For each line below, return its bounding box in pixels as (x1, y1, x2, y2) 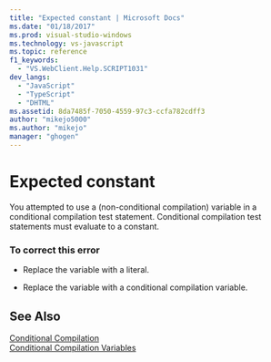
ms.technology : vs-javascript (9, 38, 125, 48)
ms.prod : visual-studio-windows (9, 30, 132, 39)
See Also (9, 308, 61, 324)
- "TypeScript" (17, 89, 75, 98)
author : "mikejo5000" (9, 115, 92, 124)
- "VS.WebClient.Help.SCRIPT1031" (17, 65, 148, 74)
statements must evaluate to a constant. (9, 221, 160, 232)
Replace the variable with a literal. (22, 264, 150, 275)
